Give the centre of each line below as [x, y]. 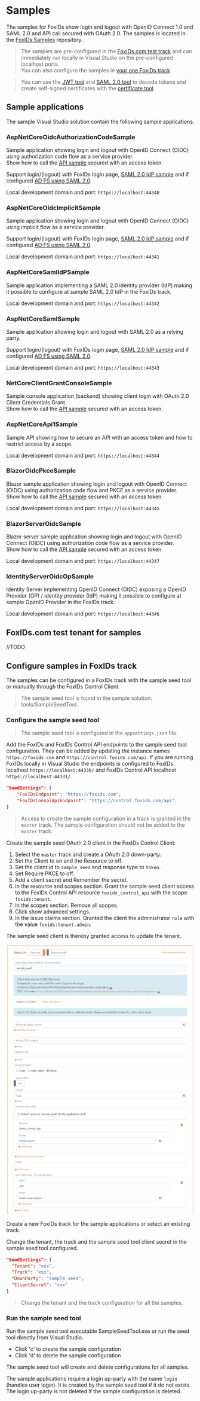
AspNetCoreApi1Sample [42, 424]
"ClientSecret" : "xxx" [40, 1285]
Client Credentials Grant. [36, 403]
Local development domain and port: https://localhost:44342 [83, 303]
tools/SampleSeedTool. [50, 705]
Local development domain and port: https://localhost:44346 [83, 614]
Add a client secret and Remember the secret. [71, 879]
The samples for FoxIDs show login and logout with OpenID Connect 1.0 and [100, 27]
